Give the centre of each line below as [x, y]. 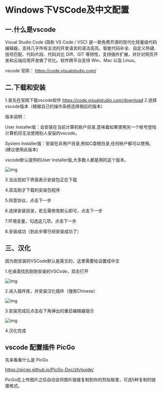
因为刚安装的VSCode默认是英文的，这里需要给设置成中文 [62, 261]
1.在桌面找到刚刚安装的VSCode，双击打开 [47, 271]
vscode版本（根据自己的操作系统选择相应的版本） [55, 106]
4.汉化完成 [16, 330]
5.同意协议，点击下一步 [28, 200]
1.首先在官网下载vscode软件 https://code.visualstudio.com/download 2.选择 [81, 100]
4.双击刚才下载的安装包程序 [33, 190]
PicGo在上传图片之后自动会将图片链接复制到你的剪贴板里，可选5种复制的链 [81, 380]
